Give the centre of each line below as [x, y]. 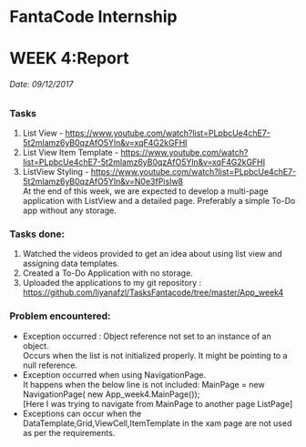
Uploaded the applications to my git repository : [112, 283]
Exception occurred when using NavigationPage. [114, 374]
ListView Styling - [56, 171]
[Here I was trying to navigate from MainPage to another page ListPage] [158, 403]
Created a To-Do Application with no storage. [107, 273]
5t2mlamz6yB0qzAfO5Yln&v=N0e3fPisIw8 [103, 181]
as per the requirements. [69, 432]
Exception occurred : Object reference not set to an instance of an [147, 336]
